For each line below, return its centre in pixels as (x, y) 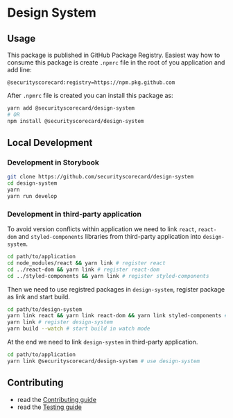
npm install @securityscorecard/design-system (76, 121)
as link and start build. (39, 296)
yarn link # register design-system (60, 322)
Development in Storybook (53, 162)
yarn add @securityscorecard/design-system (71, 108)
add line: (20, 70)
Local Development (50, 143)
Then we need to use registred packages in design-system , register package (116, 289)
